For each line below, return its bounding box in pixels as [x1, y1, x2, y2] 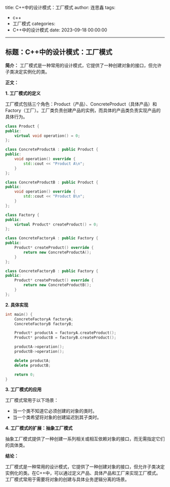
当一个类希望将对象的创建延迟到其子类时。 [12, 415, 102, 421]
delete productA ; [14, 358, 51, 363]
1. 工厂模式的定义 [5, 90, 41, 96]
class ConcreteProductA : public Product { [5, 147, 99, 152]
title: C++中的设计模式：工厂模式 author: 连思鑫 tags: [5, 5, 115, 10]
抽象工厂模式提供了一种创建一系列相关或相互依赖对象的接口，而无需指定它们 [5, 436, 165, 442]
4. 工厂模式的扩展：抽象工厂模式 [5, 425, 73, 431]
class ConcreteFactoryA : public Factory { [5, 236, 99, 241]
